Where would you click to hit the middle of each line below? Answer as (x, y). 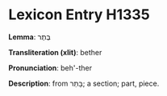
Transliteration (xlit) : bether (55, 52)
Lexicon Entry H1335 (79, 15)
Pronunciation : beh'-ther (50, 68)
